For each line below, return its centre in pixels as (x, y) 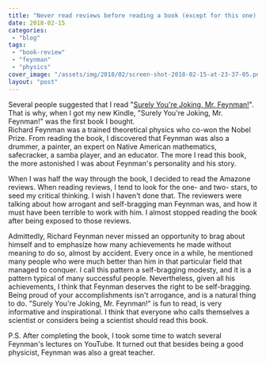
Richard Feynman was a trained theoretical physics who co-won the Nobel (129, 129)
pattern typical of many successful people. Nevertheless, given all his (122, 278)
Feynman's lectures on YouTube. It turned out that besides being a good (126, 344)
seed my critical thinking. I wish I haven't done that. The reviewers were (125, 196)
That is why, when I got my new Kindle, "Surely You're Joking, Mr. (116, 112)
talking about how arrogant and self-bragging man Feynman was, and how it (133, 203)
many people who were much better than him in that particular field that (125, 261)
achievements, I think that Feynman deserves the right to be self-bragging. (130, 287)
